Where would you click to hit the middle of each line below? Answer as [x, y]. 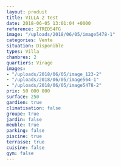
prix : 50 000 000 [28, 91]
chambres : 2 [21, 57]
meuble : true [23, 125]
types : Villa [23, 52]
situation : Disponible [35, 46]
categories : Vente [29, 40]
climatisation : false [34, 108]
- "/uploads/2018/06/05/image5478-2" [54, 86]
